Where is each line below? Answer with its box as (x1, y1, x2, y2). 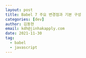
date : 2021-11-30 (5, 31, 42, 36)
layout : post (5, 7, 33, 13)
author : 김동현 (5, 21, 35, 27)
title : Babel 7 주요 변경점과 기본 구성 (5, 12, 81, 17)
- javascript (10, 45, 38, 50)
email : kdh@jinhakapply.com (5, 26, 65, 31)
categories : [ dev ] (5, 17, 44, 22)
